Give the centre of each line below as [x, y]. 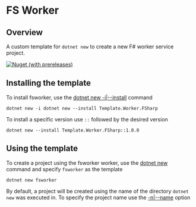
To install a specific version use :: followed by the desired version [87, 119]
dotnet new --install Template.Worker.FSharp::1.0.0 [73, 130]
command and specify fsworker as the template [64, 169]
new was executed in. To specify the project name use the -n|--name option [98, 197]
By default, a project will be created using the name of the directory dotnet [97, 191]
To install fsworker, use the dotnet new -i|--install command [79, 97]
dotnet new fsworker [32, 180]
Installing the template [48, 83]
